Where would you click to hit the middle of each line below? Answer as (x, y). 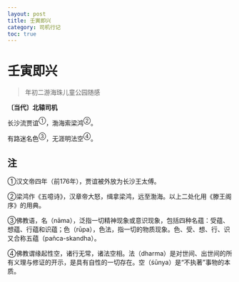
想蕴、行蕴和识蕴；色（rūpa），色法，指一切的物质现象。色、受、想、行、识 (119, 229)
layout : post (27, 14)
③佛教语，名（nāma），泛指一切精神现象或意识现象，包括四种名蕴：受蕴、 (118, 221)
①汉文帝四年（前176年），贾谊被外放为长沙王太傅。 (84, 182)
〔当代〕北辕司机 (32, 108)
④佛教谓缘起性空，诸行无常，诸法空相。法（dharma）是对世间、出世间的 (117, 254)
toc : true (22, 34)
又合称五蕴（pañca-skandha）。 (54, 239)
